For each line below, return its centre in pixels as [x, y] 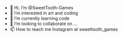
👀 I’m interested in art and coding [44, 13]
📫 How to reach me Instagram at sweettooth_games [64, 29]
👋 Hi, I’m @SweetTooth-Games [42, 8]
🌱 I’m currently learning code [40, 18]
